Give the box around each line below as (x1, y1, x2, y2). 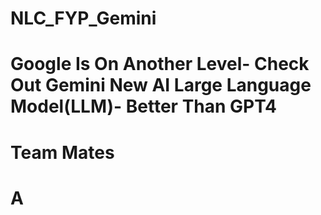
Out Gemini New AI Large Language (10, 74, 312, 97)
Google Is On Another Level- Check (10, 53, 310, 76)
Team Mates (10, 141, 115, 164)
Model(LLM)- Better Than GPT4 (10, 95, 277, 118)
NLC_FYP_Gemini (10, 7, 157, 30)
